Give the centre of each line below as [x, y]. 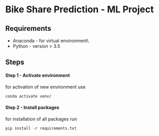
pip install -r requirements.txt [41, 128]
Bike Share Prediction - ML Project [79, 9]
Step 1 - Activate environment [38, 75]
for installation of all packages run [41, 119]
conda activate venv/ [28, 96]
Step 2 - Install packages [32, 108]
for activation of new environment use [45, 87]
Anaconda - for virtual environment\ [51, 41]
